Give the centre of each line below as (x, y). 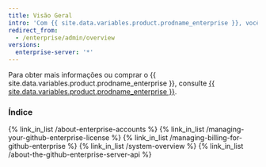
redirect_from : (33, 30)
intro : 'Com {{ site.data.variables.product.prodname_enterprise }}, (125, 23)
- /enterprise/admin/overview (65, 38)
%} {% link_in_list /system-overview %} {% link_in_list (155, 146)
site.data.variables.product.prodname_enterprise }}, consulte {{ (112, 83)
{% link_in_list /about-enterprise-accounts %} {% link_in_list (106, 129)
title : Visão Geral (40, 15)
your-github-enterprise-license (59, 138)
